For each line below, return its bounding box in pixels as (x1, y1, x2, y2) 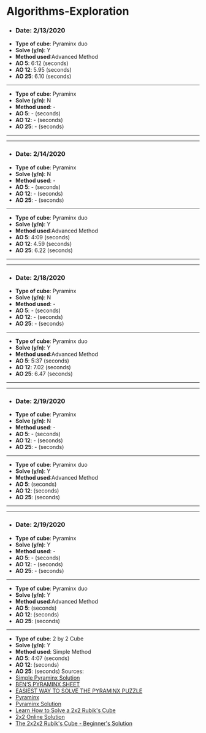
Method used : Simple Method (15, 648, 91, 655)
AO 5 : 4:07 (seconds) (15, 654, 70, 662)
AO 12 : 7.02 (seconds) (15, 364, 72, 371)
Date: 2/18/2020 (15, 273, 66, 282)
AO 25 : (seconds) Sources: (15, 667, 84, 675)
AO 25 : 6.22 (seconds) (15, 247, 73, 254)
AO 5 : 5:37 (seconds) (15, 357, 69, 364)
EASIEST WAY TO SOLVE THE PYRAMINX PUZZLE (15, 687, 143, 694)
